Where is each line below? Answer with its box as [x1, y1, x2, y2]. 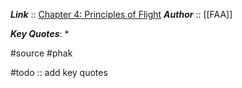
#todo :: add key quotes [10, 67, 108, 78]
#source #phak [10, 47, 73, 59]
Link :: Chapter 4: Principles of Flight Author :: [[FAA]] [10, 9, 233, 20]
